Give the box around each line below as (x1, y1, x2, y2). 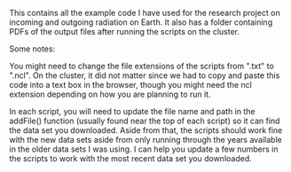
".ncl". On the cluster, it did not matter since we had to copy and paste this (9, 70, 280, 81)
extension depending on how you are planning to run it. (9, 89, 211, 99)
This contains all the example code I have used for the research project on (9, 8, 281, 18)
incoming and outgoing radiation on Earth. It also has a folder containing (9, 17, 273, 27)
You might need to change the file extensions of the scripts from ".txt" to (9, 61, 275, 71)
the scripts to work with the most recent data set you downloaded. (9, 153, 253, 163)
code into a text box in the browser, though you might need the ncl (9, 80, 253, 90)
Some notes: (9, 43, 56, 54)
